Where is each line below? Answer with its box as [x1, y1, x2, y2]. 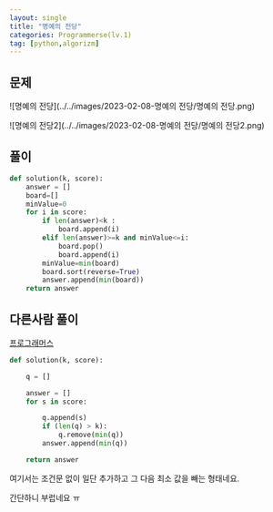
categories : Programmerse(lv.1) [9, 30, 132, 39]
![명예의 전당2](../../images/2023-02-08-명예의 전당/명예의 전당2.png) [9, 120, 266, 131]
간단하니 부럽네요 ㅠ [9, 492, 80, 503]
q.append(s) [42, 414, 88, 423]
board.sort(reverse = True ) [42, 267, 141, 276]
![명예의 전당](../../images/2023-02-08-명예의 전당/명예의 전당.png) [9, 101, 256, 112]
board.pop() [57, 241, 104, 251]
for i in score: [25, 208, 88, 217]
